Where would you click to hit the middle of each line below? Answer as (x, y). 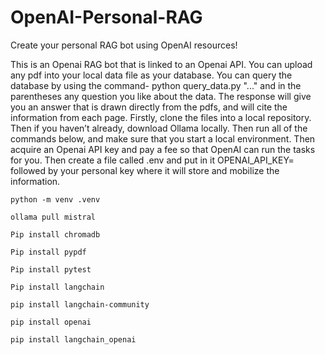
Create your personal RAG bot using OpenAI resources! (124, 45)
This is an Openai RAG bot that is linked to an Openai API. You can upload (161, 64)
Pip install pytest (51, 269)
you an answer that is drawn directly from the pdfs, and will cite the (149, 107)
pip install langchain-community (80, 304)
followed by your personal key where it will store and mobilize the (145, 170)
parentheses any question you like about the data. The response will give (161, 96)
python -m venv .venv (55, 199)
